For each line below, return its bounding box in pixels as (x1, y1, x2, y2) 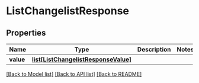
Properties (6, 28, 46, 38)
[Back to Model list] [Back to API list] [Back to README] (6, 71, 142, 78)
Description (137, 46, 171, 53)
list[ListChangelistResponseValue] (31, 55, 132, 63)
